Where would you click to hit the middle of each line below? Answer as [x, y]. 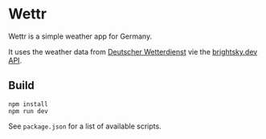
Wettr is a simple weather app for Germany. [80, 36]
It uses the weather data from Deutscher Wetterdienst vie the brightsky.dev [133, 51]
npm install [28, 104]
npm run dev [28, 111]
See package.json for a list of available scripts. [85, 126]
